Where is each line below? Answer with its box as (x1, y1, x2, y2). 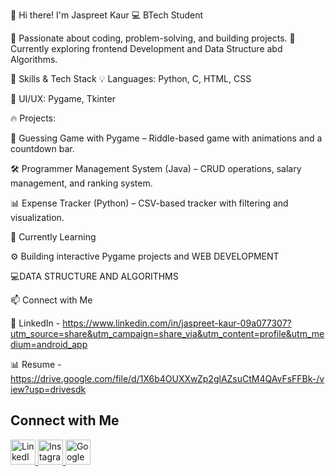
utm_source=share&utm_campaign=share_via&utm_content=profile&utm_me (10, 328, 325, 339)
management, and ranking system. (10, 177, 153, 189)
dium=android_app (10, 339, 88, 350)
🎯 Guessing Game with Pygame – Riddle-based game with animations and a (10, 132, 323, 144)
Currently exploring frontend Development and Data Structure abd (10, 43, 283, 54)
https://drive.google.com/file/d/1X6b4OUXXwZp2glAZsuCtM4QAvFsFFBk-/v (10, 373, 325, 384)
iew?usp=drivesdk (10, 384, 87, 395)
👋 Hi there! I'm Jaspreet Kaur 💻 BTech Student (10, 9, 204, 21)
